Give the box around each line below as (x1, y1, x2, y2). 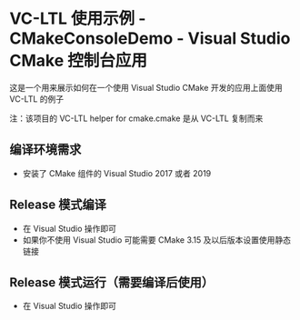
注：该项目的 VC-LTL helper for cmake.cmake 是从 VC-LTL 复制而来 (9, 113, 264, 124)
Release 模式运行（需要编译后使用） (9, 275, 214, 290)
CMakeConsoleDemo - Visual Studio (9, 28, 291, 49)
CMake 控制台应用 (9, 51, 147, 71)
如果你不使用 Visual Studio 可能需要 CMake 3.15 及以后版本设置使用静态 (22, 234, 292, 245)
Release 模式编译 (9, 197, 106, 213)
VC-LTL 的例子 (9, 93, 65, 105)
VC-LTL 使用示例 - (9, 8, 146, 29)
